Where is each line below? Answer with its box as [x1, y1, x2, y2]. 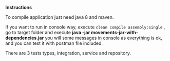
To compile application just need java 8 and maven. [5, 14, 114, 20]
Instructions [5, 5, 32, 10]
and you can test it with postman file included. [5, 40, 103, 46]
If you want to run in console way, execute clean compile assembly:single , [5, 24, 165, 30]
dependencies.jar [5, 35, 44, 41]
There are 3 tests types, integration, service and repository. [5, 50, 131, 56]
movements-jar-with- [90, 29, 139, 35]
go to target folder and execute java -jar [5, 29, 90, 35]
